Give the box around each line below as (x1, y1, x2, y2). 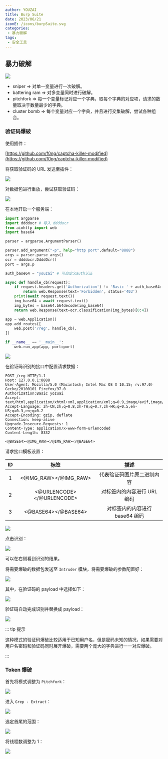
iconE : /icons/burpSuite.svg (5, 21, 66, 26)
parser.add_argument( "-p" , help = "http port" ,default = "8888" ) (5, 248, 135, 253)
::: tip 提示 (5, 626, 26, 632)
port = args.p (5, 262, 35, 267)
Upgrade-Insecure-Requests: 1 (5, 421, 68, 426)
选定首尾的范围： (5, 719, 40, 725)
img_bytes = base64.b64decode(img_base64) (14, 303, 104, 308)
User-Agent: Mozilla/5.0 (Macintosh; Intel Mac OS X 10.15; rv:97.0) (5, 382, 153, 387)
